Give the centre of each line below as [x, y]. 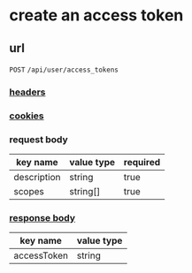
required [142, 163]
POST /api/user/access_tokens [64, 70]
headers [27, 92]
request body [38, 140]
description [37, 178]
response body [42, 218]
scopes [29, 192]
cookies [27, 116]
